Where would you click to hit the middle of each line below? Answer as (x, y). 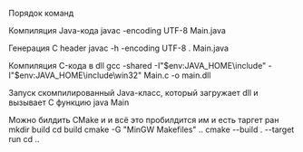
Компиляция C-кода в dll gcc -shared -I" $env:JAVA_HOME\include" (137, 66)
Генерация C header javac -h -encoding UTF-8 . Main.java (118, 48)
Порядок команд (41, 13)
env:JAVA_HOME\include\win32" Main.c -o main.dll (115, 75)
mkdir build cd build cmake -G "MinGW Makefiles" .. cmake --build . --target (151, 129)
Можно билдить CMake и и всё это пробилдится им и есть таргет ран (144, 120)
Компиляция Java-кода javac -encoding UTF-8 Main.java (117, 30)
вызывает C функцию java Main (69, 102)
